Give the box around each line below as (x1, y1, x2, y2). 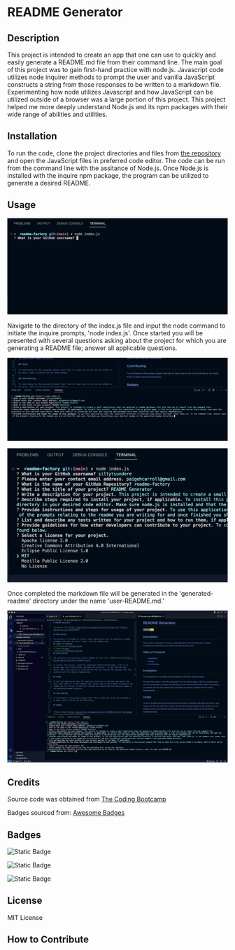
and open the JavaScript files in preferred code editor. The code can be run (7, 156, 225, 165)
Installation (7, 130, 57, 142)
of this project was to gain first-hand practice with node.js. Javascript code (7, 66, 224, 74)
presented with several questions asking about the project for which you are (7, 337, 227, 345)
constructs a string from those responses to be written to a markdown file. (7, 81, 222, 88)
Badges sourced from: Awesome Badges (7, 809, 125, 817)
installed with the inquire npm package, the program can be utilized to (7, 171, 209, 179)
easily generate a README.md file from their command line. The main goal (7, 58, 222, 67)
